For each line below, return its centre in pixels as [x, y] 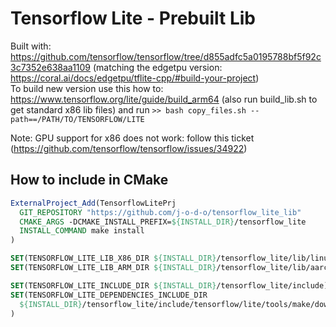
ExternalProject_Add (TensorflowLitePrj [93, 203]
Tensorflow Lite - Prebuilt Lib [133, 18]
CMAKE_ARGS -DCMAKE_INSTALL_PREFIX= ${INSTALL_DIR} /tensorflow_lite [163, 222]
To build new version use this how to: [87, 88]
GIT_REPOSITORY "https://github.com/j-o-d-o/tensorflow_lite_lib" [160, 212]
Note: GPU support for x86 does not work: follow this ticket [132, 138]
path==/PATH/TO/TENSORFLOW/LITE [77, 119]
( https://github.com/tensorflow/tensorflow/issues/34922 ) [129, 148]
